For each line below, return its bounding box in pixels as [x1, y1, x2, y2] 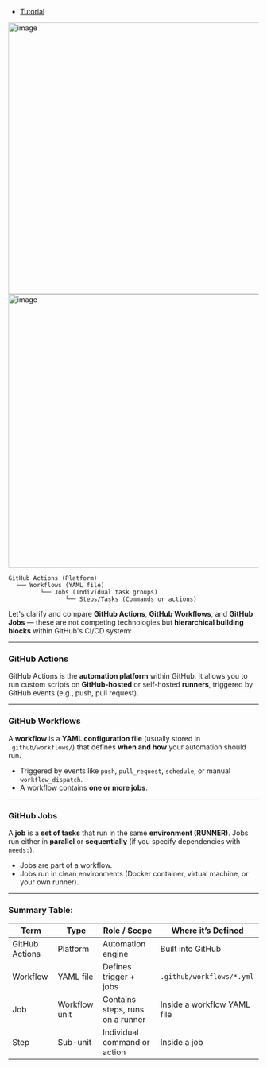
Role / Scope [103, 925, 153, 936]
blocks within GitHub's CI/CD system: [8, 626, 133, 635]
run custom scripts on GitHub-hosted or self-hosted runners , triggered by [8, 679, 253, 690]
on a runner [102, 1014, 146, 1025]
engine [102, 949, 129, 960]
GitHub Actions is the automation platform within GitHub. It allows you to [8, 671, 248, 681]
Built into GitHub [160, 943, 221, 954]
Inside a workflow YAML [160, 999, 250, 1010]
